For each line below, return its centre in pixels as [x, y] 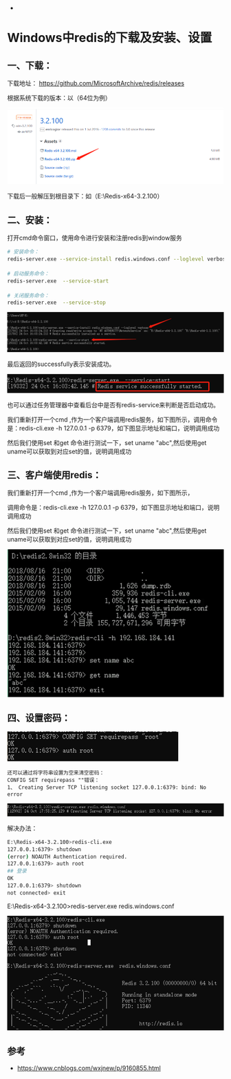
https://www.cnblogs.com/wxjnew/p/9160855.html [89, 1068]
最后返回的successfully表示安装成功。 [61, 364]
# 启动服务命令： [28, 274]
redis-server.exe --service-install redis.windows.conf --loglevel [106, 259]
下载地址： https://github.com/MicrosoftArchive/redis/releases [96, 83]
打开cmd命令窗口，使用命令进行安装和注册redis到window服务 [95, 238]
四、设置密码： [39, 718]
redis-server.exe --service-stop [57, 303]
